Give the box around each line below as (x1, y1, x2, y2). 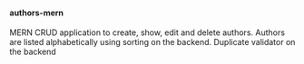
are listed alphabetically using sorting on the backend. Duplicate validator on (9, 37, 296, 48)
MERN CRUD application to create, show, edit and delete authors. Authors (9, 27, 286, 38)
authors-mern (9, 7, 64, 18)
